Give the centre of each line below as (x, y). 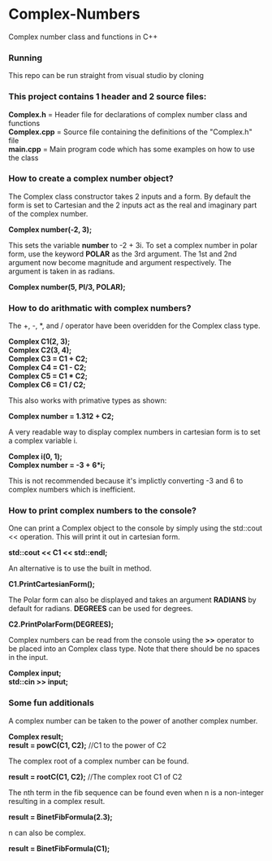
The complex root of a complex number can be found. (99, 761)
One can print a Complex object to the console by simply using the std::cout (135, 528)
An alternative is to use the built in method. (80, 568)
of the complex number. (48, 213)
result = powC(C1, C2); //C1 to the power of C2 (87, 745)
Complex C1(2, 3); (39, 342)
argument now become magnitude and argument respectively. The (120, 262)
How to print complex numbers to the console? (103, 511)
